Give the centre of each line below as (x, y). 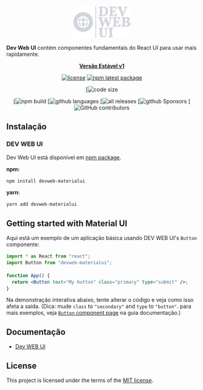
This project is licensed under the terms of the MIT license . (80, 380)
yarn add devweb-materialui (42, 204)
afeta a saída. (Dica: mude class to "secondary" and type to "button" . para (99, 306)
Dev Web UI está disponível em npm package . (64, 157)
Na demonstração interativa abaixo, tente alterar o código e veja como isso (100, 300)
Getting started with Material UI (67, 223)
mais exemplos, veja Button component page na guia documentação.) (94, 313)
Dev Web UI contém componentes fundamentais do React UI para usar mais (101, 47)
